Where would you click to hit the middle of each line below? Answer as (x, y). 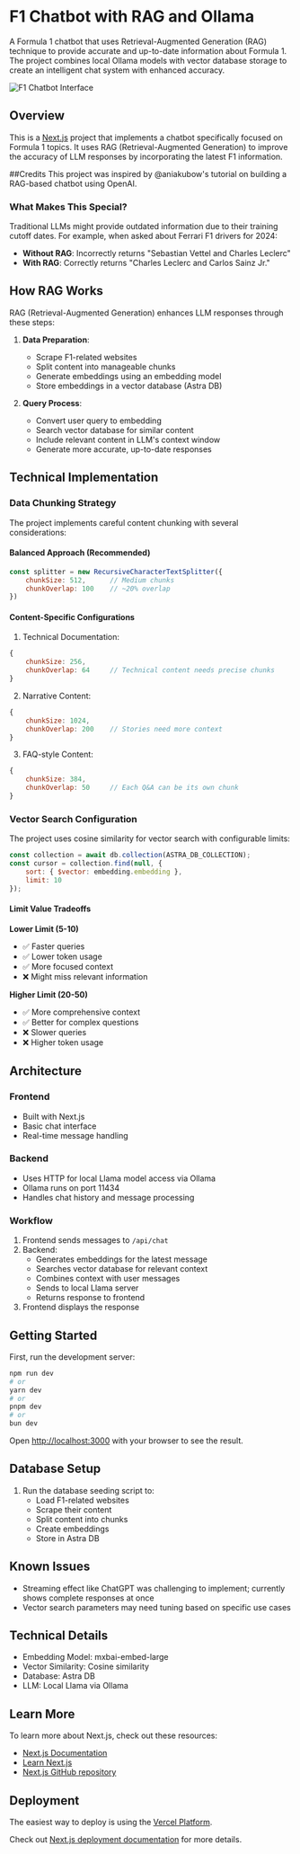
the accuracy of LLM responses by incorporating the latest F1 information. (146, 156)
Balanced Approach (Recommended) (80, 553)
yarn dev (26, 1390)
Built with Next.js (53, 1116)
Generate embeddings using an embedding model (128, 376)
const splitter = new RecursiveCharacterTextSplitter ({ (116, 572)
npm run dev (31, 1373)
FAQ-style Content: (58, 754)
